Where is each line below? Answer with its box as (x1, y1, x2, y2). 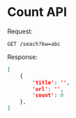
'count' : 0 (32, 92, 64, 99)
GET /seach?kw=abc (7, 40, 61, 47)
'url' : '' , (32, 85, 64, 92)
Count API (7, 4, 68, 20)
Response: (7, 53, 38, 61)
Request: (7, 27, 33, 35)
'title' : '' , (32, 79, 70, 86)
